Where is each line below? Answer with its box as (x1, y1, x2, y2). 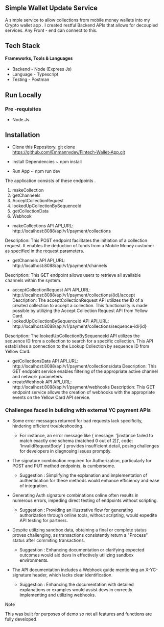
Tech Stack (5, 42, 40, 50)
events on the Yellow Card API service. (12, 394, 91, 400)
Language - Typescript (12, 71, 59, 78)
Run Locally (5, 91, 42, 99)
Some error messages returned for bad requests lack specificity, (12, 418, 143, 424)
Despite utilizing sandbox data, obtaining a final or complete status (12, 527, 147, 533)
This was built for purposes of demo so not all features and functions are (5, 611, 152, 617)
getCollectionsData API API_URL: (12, 358, 78, 364)
